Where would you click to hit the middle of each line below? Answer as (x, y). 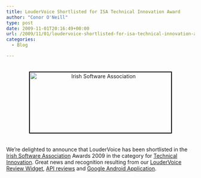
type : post (20, 23)
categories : (21, 39)
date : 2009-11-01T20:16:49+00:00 (48, 28)
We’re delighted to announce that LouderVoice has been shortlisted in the (97, 149)
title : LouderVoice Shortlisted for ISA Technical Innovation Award (93, 12)
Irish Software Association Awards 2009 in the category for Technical (92, 155)
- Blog (20, 45)
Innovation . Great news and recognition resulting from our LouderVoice (94, 162)
